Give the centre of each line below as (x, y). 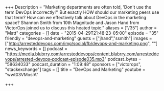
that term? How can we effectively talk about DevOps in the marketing (76, 17)
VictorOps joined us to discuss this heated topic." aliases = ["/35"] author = (81, 28)
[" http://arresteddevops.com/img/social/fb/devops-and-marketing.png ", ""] (81, 43)
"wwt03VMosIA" (22, 75)
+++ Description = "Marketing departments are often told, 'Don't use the (78, 7)
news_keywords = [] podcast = (36, 49)
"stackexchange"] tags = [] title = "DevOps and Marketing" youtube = (75, 69)
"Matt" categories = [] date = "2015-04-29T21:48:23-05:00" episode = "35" (82, 33)
